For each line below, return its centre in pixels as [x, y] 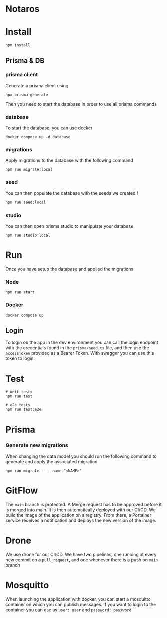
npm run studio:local [28, 235]
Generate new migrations [37, 445]
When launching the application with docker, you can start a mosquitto [78, 599]
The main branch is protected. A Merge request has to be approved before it [83, 504]
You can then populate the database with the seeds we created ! [72, 193]
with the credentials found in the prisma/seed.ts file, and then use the [77, 348]
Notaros [22, 9]
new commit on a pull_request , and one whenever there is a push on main [82, 560]
